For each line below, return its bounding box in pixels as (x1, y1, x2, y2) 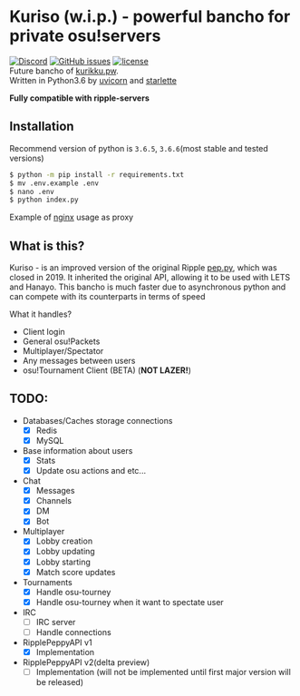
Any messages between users (22, 356, 136, 367)
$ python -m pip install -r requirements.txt (9, 170, 184, 179)
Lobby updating (35, 546, 95, 557)
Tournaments (22, 576, 73, 587)
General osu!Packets (22, 336, 101, 347)
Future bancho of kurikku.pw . (9, 65, 120, 76)
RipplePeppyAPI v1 (22, 637, 92, 648)
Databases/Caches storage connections (22, 415, 173, 426)
